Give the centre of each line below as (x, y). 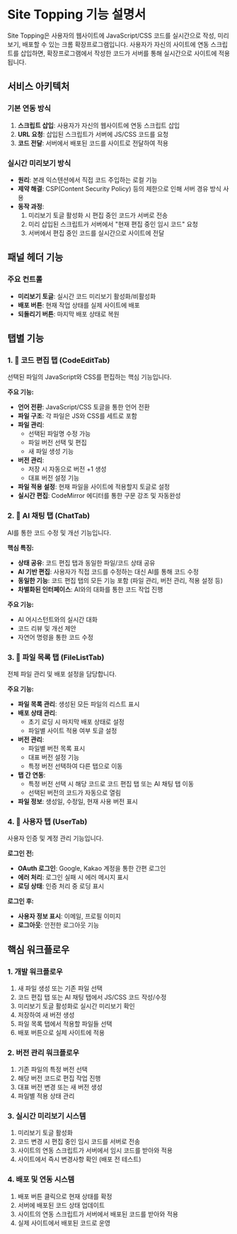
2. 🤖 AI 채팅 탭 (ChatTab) (49, 516)
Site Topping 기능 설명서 (77, 15)
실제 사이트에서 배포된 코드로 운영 (64, 1223)
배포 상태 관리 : (37, 713)
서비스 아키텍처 (39, 87)
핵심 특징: (21, 548)
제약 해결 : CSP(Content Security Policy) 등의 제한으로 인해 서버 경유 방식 (119, 188)
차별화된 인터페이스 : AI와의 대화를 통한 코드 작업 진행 (90, 589)
